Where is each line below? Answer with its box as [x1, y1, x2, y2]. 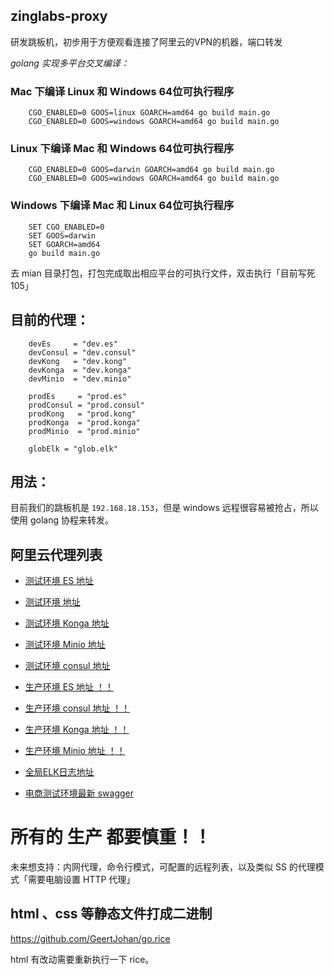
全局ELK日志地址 [24, 766, 95, 778]
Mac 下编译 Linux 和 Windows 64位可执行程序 [10, 84, 235, 98]
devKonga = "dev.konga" [28, 365, 132, 375]
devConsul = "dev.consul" [28, 347, 137, 358]
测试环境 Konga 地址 [24, 617, 110, 629]
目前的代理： [10, 312, 90, 329]
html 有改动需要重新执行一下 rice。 [10, 953, 155, 965]
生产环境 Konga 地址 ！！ [24, 724, 130, 736]
